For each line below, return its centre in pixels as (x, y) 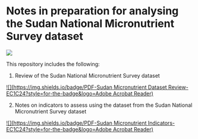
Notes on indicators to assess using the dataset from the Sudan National (103, 105)
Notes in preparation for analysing (92, 11)
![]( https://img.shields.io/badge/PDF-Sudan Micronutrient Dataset (87, 87)
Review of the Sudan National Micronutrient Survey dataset (87, 75)
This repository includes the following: (53, 64)
